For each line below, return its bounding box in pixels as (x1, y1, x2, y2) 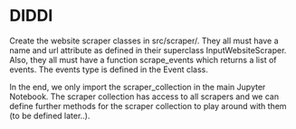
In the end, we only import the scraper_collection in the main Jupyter (9, 81, 266, 92)
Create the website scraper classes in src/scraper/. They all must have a (9, 35, 279, 46)
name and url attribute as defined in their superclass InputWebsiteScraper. (9, 44, 287, 55)
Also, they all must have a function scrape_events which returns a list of (9, 54, 277, 65)
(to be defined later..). (9, 110, 91, 121)
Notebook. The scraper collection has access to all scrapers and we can (9, 91, 279, 102)
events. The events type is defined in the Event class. (9, 64, 208, 75)
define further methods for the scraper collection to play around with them (9, 100, 287, 111)
